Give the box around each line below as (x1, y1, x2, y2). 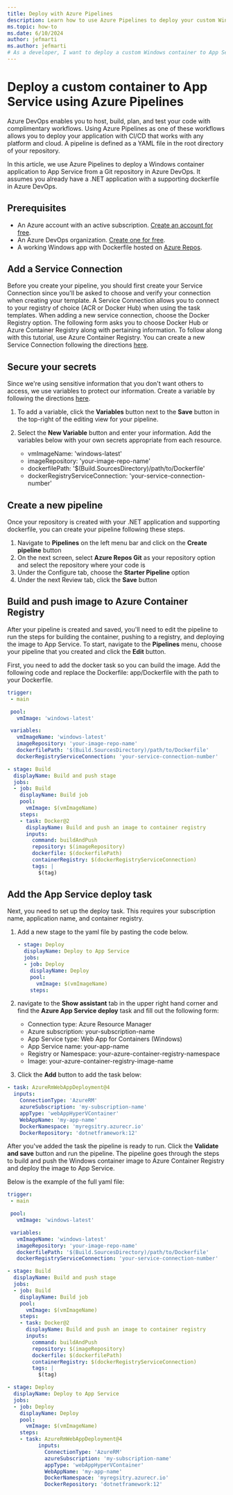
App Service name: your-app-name (27, 1042, 130, 1051)
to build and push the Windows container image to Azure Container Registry (7, 1157, 225, 1165)
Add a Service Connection (7, 263, 123, 275)
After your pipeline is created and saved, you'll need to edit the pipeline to (7, 625, 218, 634)
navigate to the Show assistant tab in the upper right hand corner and (17, 999, 218, 1008)
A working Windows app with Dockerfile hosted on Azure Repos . (17, 243, 202, 251)
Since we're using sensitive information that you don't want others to (7, 379, 204, 388)
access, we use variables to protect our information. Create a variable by (7, 387, 215, 396)
